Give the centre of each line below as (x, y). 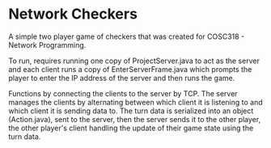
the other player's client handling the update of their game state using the (131, 128)
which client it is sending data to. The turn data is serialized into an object (131, 111)
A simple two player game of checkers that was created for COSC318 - (127, 36)
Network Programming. (47, 44)
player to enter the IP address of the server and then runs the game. (122, 78)
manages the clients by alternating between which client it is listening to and (135, 102)
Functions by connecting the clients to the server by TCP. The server (123, 93)
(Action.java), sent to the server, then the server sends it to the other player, (135, 119)
